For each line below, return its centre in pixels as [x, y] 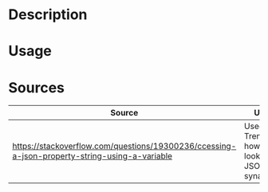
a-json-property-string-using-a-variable [93, 156]
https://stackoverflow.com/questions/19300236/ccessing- [124, 147]
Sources [37, 87]
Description [48, 15]
